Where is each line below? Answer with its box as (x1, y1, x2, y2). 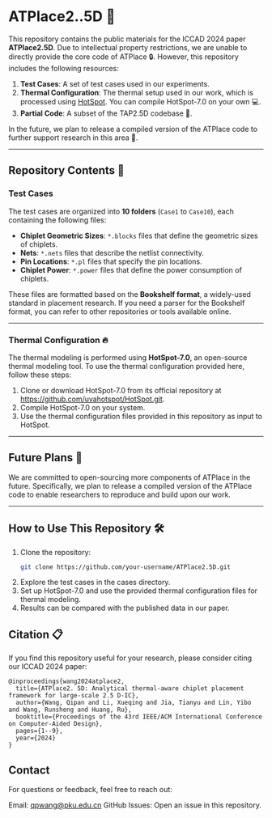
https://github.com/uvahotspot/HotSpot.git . (19, 394, 165, 404)
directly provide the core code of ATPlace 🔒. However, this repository (8, 52, 239, 61)
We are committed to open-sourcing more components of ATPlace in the (8, 473, 251, 482)
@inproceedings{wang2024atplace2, (8, 677, 125, 686)
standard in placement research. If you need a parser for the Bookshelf (8, 298, 245, 307)
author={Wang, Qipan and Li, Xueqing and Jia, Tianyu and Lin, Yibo (15, 699, 252, 707)
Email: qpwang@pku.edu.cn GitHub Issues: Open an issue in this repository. (8, 800, 261, 810)
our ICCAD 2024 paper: (8, 662, 87, 672)
